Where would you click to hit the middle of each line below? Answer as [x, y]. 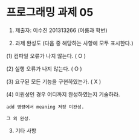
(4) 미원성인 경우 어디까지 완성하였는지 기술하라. [63, 94]
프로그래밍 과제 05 [50, 12]
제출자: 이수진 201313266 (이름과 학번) [61, 30]
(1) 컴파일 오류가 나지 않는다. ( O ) [46, 56]
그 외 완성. [19, 118]
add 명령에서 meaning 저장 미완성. [45, 107]
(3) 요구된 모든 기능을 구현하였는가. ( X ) [54, 81]
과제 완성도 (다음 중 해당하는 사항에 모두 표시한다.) [74, 43]
